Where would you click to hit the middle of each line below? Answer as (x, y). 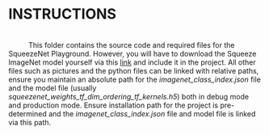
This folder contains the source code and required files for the (131, 44)
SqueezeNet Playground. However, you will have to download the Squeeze (132, 53)
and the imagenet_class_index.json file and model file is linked (152, 113)
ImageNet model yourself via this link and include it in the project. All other (132, 62)
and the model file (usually (53, 88)
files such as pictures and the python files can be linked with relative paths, (134, 70)
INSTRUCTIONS (63, 14)
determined (27, 113)
